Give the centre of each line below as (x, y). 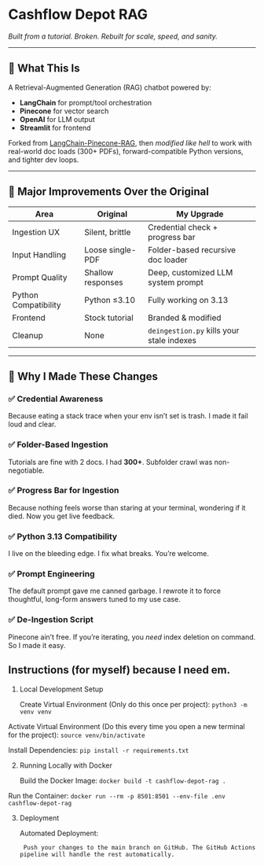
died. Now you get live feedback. (62, 516)
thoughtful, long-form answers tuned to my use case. (94, 599)
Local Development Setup (61, 689)
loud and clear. (32, 424)
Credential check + (183, 227)
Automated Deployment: (59, 833)
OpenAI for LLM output (57, 119)
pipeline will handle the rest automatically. (97, 854)
